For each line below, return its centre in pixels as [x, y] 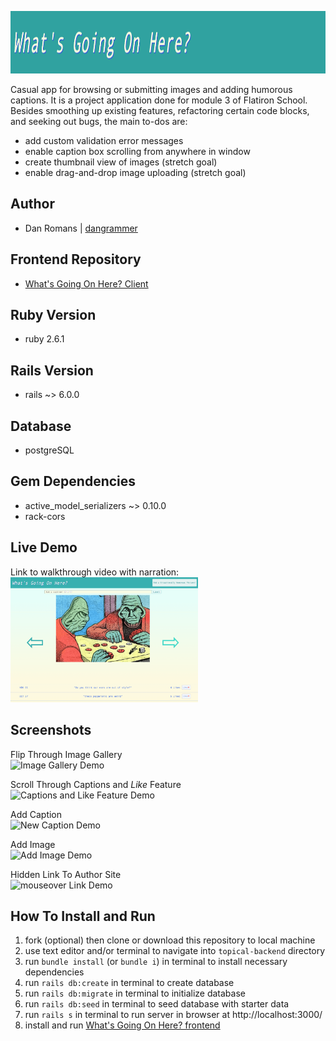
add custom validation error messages [104, 140]
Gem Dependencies [73, 481]
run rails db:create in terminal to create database [129, 983]
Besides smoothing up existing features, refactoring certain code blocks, [160, 110]
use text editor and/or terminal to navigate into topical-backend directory [175, 951]
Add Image [33, 844]
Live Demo [44, 547]
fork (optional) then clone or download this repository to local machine [170, 940]
